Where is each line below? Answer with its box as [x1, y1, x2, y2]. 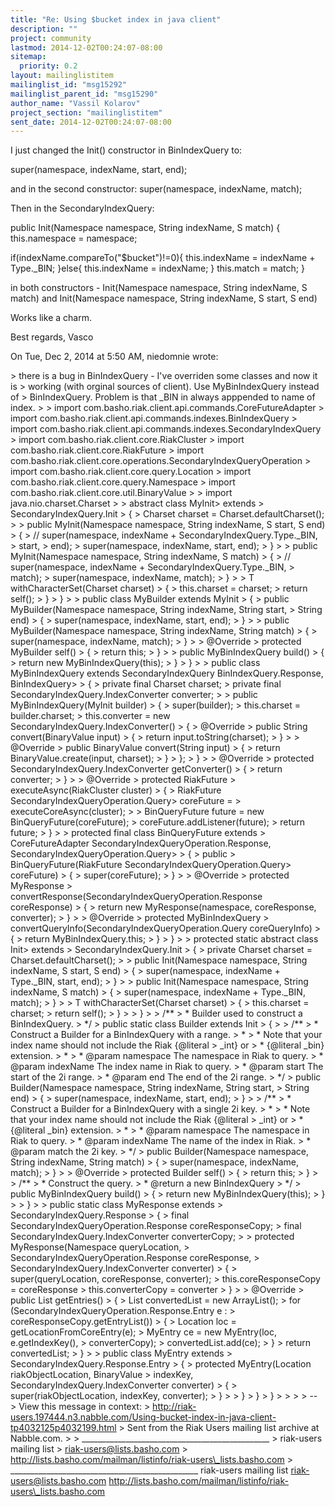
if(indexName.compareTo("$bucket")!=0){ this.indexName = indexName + [10, 252, 316, 264]
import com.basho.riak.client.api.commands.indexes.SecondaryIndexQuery [10, 423, 322, 435]
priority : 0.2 [19, 61, 78, 71]
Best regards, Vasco [10, 331, 94, 343]
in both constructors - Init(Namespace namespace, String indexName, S [10, 282, 308, 294]
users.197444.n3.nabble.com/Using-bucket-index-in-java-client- [10, 1411, 277, 1423]
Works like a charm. [10, 312, 92, 324]
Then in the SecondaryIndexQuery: [10, 202, 155, 215]
